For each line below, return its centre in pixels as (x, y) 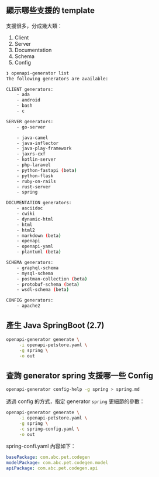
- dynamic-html (35, 219)
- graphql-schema (38, 268)
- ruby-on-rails (37, 181)
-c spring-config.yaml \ (49, 429)
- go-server (31, 127)
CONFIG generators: (30, 300)
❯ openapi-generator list (37, 73)
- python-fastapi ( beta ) (47, 170)
